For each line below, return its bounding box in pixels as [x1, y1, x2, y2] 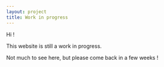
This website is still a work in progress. [6, 42, 102, 50]
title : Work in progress [6, 14, 68, 20]
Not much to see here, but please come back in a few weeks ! [6, 54, 159, 61]
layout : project [6, 8, 47, 15]
